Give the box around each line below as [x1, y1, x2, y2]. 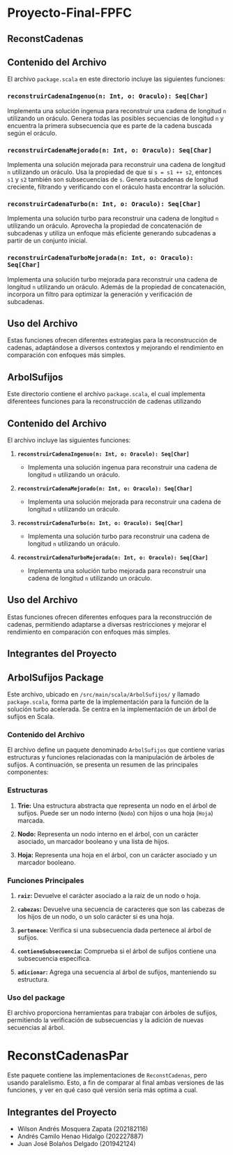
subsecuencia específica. [17, 954, 91, 962]
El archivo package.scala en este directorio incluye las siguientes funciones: [7, 75, 225, 83]
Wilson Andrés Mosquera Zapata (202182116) [17, 1124, 149, 1133]
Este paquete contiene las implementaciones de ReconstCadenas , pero [7, 1071, 207, 1080]
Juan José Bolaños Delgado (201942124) [17, 1139, 136, 1147]
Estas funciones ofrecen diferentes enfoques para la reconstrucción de [7, 613, 213, 621]
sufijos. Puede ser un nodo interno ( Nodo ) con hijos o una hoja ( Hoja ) [17, 808, 213, 817]
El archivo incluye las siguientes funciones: [7, 436, 131, 444]
